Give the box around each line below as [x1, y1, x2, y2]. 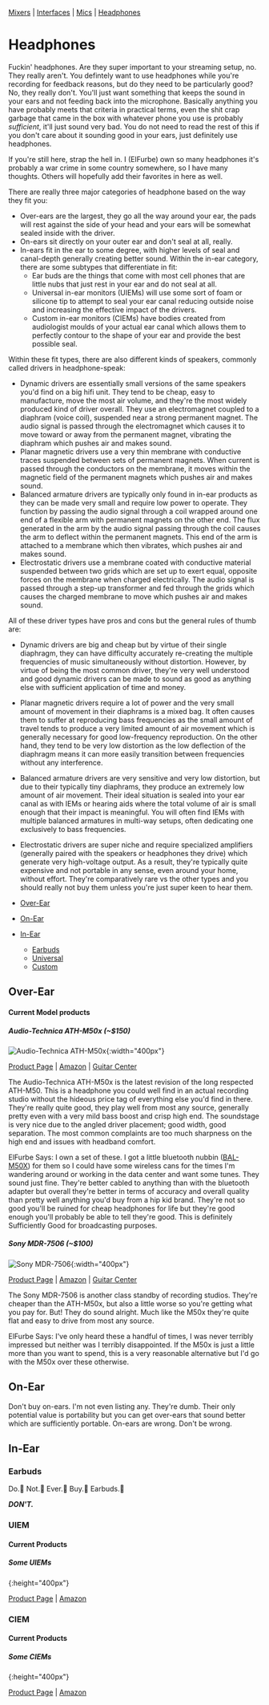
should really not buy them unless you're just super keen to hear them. [19, 883, 254, 892]
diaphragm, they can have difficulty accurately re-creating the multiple [19, 648, 254, 658]
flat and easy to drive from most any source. [8, 1316, 155, 1325]
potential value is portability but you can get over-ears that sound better [8, 1410, 246, 1419]
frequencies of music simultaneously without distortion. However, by [19, 656, 247, 666]
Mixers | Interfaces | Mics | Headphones [8, 8, 141, 17]
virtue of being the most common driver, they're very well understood [19, 665, 250, 675]
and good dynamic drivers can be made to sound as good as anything [19, 674, 251, 684]
